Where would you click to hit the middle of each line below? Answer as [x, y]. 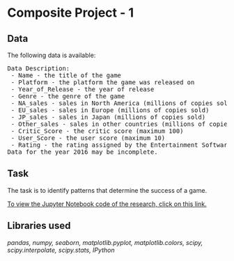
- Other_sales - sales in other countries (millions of [108, 124]
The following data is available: [52, 55]
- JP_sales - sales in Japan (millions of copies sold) [108, 117]
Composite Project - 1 [71, 13]
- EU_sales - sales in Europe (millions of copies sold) [110, 110]
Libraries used [39, 226]
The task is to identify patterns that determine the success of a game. [107, 190]
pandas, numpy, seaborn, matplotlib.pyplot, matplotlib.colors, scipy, [105, 242]
